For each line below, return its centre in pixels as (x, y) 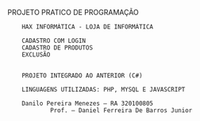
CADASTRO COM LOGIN (54, 41)
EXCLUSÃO (36, 55)
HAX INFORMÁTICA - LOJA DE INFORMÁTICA (88, 27)
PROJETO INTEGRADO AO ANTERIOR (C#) (83, 76)
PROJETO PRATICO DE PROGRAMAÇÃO (73, 12)
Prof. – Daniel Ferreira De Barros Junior (121, 111)
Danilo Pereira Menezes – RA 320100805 (88, 103)
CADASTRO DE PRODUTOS (57, 48)
